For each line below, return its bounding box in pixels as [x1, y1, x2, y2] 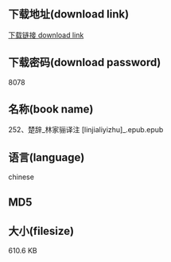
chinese [8, 172, 34, 182]
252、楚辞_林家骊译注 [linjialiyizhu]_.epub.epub [8, 125, 164, 135]
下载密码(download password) [8, 56, 161, 69]
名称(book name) [8, 103, 94, 116]
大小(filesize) [8, 225, 74, 238]
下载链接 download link [8, 30, 84, 40]
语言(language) [8, 151, 85, 164]
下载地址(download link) [8, 7, 130, 22]
